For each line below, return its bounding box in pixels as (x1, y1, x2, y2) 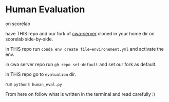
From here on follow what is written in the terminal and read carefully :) (5, 91, 156, 97)
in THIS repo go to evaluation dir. (5, 71, 76, 77)
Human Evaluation (5, 4, 85, 15)
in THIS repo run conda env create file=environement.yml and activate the (5, 46, 164, 52)
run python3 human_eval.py (5, 81, 63, 87)
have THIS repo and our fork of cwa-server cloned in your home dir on (5, 30, 155, 36)
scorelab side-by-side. (5, 36, 53, 42)
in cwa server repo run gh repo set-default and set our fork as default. (5, 61, 157, 67)
